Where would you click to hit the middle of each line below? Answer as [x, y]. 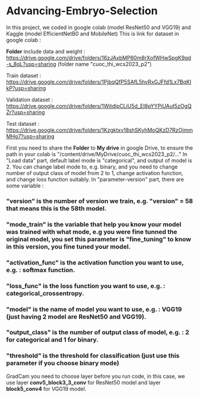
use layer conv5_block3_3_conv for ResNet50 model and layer [83, 382]
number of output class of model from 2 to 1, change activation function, [95, 173]
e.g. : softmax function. [41, 270]
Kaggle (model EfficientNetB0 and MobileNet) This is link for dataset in [93, 33]
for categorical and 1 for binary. [53, 340]
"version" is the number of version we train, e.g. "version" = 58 [99, 201]
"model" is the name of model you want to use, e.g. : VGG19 [94, 309]
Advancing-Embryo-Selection [82, 11]
